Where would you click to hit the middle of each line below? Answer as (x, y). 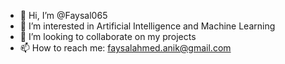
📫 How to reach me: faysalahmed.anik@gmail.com (125, 48)
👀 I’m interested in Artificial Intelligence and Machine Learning (147, 26)
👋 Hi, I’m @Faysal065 (63, 15)
